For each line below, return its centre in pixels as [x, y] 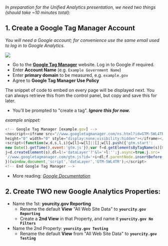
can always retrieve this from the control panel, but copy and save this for [81, 95]
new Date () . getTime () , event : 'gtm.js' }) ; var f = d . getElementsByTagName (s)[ [84, 148]
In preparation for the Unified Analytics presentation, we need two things [80, 7]
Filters [28, 223]
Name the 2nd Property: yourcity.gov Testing [60, 228]
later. [10, 101]
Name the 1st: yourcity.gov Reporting [52, 204]
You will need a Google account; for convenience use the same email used [82, 40]
